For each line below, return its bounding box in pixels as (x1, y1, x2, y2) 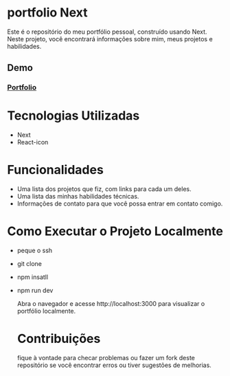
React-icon (16, 138, 49, 146)
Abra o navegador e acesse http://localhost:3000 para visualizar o (16, 300, 205, 308)
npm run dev (16, 287, 54, 295)
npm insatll (16, 273, 49, 281)
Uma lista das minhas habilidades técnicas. (16, 192, 139, 201)
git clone (16, 260, 43, 268)
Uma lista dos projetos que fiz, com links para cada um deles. (16, 185, 192, 193)
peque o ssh (16, 246, 53, 255)
